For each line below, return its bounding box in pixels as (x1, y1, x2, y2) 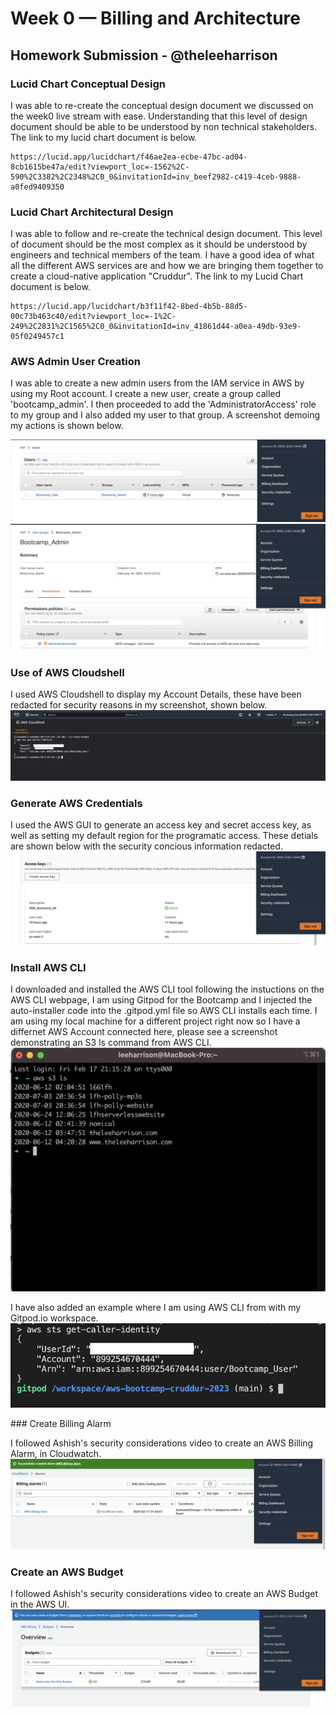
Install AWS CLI (10, 961, 87, 975)
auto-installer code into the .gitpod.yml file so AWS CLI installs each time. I (10, 1005, 318, 1017)
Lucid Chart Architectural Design (10, 205, 174, 219)
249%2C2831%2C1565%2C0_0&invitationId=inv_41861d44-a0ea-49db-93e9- (10, 322, 302, 332)
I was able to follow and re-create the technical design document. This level (10, 228, 323, 240)
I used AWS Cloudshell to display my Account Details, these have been (10, 688, 302, 700)
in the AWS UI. (10, 1598, 70, 1610)
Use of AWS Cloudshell (10, 665, 125, 679)
